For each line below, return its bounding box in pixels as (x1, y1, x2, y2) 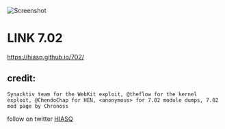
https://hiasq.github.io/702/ (7, 53, 84, 61)
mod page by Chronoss (7, 102, 69, 109)
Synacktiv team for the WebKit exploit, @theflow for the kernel (7, 91, 197, 98)
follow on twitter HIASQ (7, 115, 73, 123)
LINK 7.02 (7, 31, 63, 46)
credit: (7, 72, 36, 85)
